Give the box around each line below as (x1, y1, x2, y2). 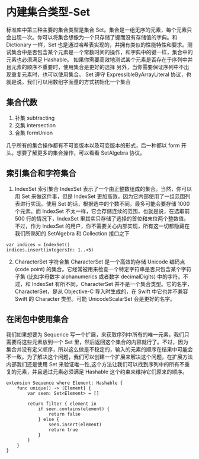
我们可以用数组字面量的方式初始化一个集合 (26, 78, 131, 85)
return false (48, 411, 81, 417)
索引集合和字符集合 (6, 168, 76, 178)
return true (48, 427, 78, 433)
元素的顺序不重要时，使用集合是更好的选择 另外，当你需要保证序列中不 (11, 63, 184, 70)
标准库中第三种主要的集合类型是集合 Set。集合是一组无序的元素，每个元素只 (6, 26, 192, 33)
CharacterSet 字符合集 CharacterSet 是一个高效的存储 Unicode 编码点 (14, 258, 185, 265)
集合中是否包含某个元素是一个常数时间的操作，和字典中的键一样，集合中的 (11, 48, 193, 55)
